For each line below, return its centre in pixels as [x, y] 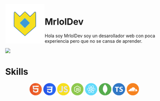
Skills [17, 72]
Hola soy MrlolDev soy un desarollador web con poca [100, 36]
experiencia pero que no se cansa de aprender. [94, 41]
